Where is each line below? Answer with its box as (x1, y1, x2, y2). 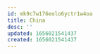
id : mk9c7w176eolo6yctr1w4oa (7, 10, 93, 18)
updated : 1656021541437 (7, 29, 77, 37)
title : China (7, 17, 46, 24)
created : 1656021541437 (7, 36, 77, 43)
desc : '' (7, 23, 33, 30)
